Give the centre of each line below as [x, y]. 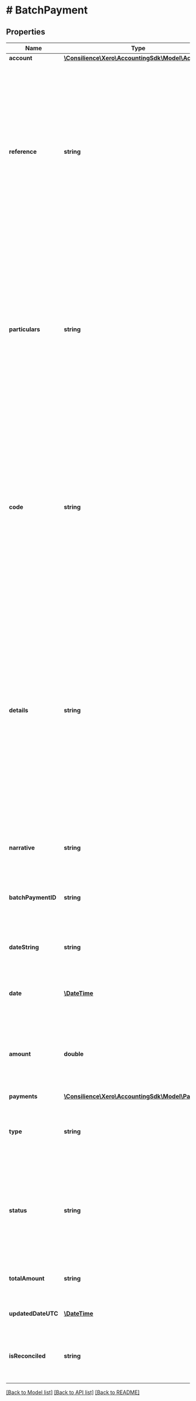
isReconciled [27, 1356]
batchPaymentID [33, 897]
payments [23, 1096]
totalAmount [27, 1278]
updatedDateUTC [34, 1314]
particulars [25, 329]
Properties [26, 32]
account [21, 58]
